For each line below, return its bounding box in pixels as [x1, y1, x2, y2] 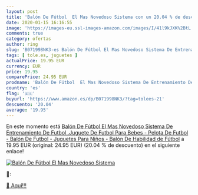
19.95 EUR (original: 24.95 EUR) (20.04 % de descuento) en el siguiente [6, 142, 180, 149]
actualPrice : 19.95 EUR [6, 58, 65, 63]
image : [6, 25, 22, 31]
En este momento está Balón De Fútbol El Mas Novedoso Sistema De [6, 123, 173, 130]
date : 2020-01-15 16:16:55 [6, 19, 72, 25]
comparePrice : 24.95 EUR [6, 74, 67, 80]
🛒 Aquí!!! [6, 182, 27, 189]
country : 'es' [6, 85, 41, 91]
